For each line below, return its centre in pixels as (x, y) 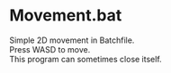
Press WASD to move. (50, 49)
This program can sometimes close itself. (85, 59)
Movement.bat (66, 16)
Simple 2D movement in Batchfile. (72, 40)
